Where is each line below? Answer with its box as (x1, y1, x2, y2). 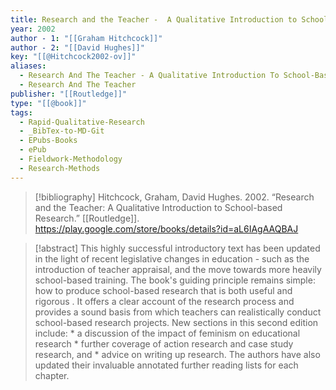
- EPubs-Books (19, 136, 78, 146)
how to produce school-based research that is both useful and (34, 284, 293, 296)
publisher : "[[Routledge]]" (10, 89, 128, 99)
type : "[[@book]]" (10, 98, 87, 108)
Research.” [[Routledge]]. (34, 212, 140, 224)
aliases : (10, 61, 47, 71)
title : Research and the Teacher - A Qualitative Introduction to (10, 14, 298, 25)
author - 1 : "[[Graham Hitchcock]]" (10, 33, 163, 43)
